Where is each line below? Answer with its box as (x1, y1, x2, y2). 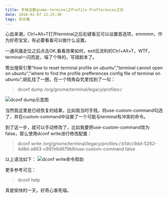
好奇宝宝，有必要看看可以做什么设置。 (9, 37, 89, 43)
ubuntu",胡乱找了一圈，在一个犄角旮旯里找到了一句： (5, 76, 116, 83)
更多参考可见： (5, 167, 36, 173)
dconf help (17, 177, 40, 183)
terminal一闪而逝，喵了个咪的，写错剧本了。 (5, 54, 97, 60)
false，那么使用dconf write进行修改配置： (5, 131, 92, 137)
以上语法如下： (5, 156, 36, 162)
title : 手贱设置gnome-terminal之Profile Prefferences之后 (5, 7, 124, 13)
